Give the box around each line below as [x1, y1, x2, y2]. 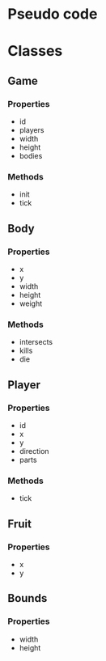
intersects [19, 337, 53, 347]
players [19, 125, 45, 135]
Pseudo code [7, 5, 98, 23]
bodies [19, 151, 43, 161]
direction [19, 447, 49, 456]
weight [19, 299, 42, 308]
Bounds [7, 591, 48, 605]
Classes [7, 42, 63, 61]
